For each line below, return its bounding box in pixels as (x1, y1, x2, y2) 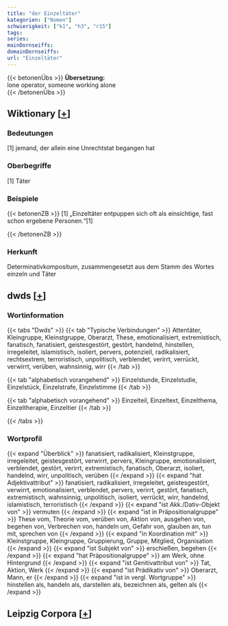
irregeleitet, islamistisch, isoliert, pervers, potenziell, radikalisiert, (7, 348, 190, 357)
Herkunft (7, 247, 38, 256)
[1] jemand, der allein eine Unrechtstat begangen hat (7, 144, 155, 152)
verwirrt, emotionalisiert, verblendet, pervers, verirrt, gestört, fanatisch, (7, 486, 209, 494)
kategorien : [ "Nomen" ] (7, 16, 72, 23)
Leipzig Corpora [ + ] (7, 607, 92, 619)
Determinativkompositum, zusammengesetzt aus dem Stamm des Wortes (7, 263, 214, 271)
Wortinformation (7, 310, 64, 320)
